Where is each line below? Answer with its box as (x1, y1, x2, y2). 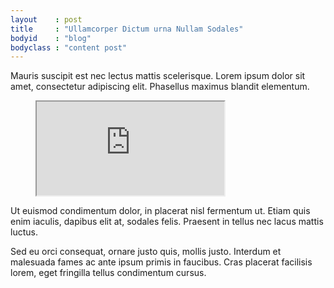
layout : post (10, 14, 83, 25)
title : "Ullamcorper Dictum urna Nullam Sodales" (10, 24, 244, 34)
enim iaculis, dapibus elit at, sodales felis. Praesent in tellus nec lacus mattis (10, 216, 324, 228)
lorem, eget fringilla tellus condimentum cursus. (10, 267, 207, 279)
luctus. (10, 226, 38, 238)
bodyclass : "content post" (10, 42, 128, 53)
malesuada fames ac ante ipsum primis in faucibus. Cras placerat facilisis (10, 256, 313, 268)
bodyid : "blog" (10, 33, 92, 43)
